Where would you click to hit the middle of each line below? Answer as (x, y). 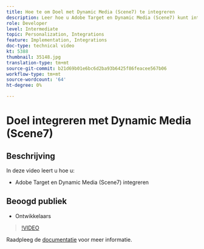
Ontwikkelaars (33, 216)
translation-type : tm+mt (38, 63)
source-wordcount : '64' (36, 80)
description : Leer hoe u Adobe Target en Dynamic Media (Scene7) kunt (97, 18)
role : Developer (27, 23)
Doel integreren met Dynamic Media (99, 121)
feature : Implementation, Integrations (57, 40)
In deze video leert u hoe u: (40, 170)
